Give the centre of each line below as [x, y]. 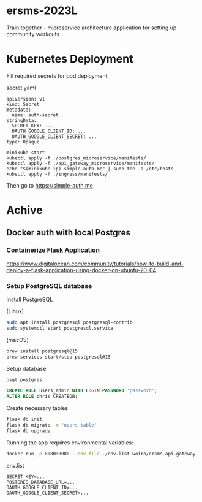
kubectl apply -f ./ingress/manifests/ [57, 174]
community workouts [33, 34]
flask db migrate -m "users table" [52, 425]
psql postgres [24, 380]
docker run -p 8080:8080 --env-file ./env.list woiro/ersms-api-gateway [101, 454]
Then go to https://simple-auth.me [50, 185]
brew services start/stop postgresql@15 [59, 357]
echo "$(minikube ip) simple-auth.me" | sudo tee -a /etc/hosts [90, 169]
